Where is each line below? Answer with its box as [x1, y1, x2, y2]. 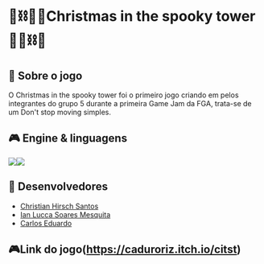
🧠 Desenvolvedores [8, 179, 109, 194]
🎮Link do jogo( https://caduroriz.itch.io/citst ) [8, 243, 241, 257]
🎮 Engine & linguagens [8, 131, 127, 146]
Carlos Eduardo [19, 218, 72, 228]
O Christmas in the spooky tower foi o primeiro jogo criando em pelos [8, 90, 239, 100]
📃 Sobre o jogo [8, 68, 83, 82]
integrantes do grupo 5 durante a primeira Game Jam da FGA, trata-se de [8, 99, 252, 108]
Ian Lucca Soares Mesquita [19, 209, 111, 219]
